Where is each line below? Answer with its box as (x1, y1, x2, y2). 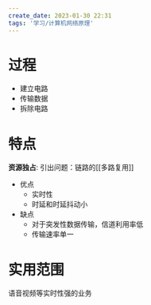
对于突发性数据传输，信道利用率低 (31, 220, 144, 229)
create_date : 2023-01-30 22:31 (8, 11, 112, 20)
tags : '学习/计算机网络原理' (8, 19, 94, 27)
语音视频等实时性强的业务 (8, 288, 92, 298)
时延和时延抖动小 (31, 200, 88, 209)
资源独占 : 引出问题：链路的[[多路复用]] (8, 163, 134, 172)
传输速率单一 (31, 229, 74, 240)
